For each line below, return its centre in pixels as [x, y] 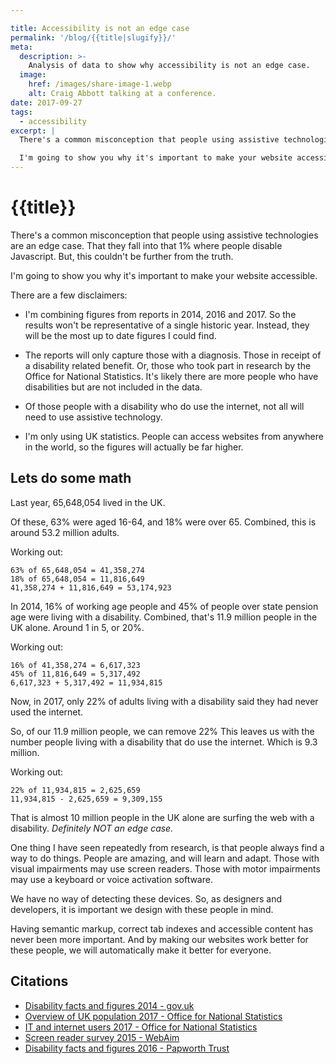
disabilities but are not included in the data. [113, 387]
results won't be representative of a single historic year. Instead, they [167, 325]
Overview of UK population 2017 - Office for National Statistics [153, 1016]
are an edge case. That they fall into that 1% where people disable [146, 245]
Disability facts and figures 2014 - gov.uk [109, 1005]
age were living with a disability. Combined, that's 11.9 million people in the [164, 617]
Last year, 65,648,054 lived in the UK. [88, 502]
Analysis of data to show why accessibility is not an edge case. [169, 66]
